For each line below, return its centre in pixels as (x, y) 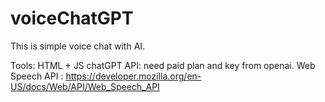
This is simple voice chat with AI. (78, 46)
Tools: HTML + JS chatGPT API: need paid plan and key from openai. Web (163, 65)
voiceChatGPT (72, 18)
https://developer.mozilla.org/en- (133, 76)
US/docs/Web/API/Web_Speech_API (85, 86)
